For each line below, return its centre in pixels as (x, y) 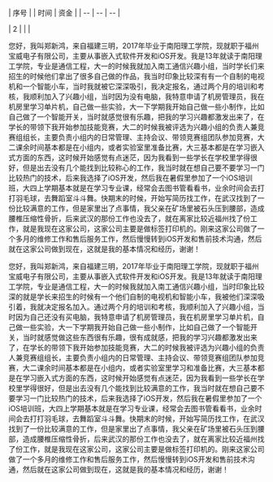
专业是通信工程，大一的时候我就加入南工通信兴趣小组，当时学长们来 (150, 66)
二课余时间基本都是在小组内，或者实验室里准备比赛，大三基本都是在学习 (129, 147)
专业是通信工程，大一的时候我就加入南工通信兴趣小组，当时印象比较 (150, 287)
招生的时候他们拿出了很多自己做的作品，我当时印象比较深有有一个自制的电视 (136, 76)
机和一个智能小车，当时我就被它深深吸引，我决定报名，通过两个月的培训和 (133, 86)
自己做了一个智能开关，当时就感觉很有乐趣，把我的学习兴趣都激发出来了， (133, 117)
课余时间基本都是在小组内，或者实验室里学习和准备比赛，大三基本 (147, 368)
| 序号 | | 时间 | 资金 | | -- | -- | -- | (64, 13)
